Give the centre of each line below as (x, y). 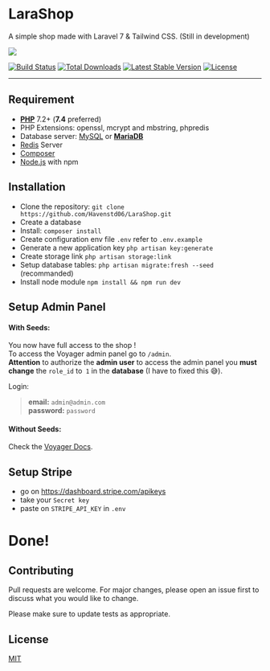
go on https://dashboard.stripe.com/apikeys (93, 492)
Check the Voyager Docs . (51, 447)
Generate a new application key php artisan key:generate (117, 248)
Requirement (41, 100)
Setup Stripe (40, 472)
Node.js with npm (49, 162)
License (29, 639)
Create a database (51, 222)
